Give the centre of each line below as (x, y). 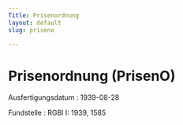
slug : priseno (32, 30)
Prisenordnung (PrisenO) (92, 76)
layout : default (35, 23)
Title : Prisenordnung (44, 15)
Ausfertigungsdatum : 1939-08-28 (64, 97)
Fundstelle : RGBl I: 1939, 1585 (57, 113)
